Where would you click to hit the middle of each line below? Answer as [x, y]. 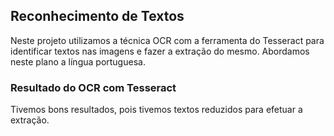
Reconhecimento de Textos [97, 16]
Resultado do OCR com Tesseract [93, 87]
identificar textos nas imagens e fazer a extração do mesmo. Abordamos [160, 51]
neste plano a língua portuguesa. [78, 61]
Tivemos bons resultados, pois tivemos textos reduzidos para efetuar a [156, 110]
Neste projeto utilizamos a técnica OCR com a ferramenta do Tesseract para [167, 40]
